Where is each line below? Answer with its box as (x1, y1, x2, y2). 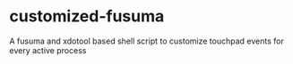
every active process (9, 44, 87, 55)
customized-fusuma (9, 6, 165, 27)
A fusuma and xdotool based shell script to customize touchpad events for (9, 36, 284, 46)
